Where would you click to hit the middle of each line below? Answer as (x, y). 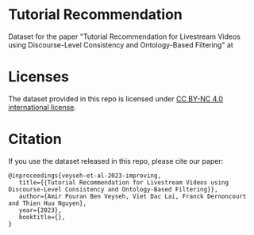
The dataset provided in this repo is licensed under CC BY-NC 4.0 (116, 99)
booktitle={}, (42, 217)
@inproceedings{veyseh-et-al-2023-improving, (85, 176)
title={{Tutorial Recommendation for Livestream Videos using (123, 182)
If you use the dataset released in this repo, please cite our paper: (116, 161)
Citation (35, 139)
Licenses (39, 77)
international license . (42, 107)
